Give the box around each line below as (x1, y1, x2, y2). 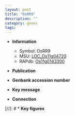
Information (12, 39, 37, 44)
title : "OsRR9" (5, 12, 36, 17)
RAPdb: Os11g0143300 (19, 58, 65, 64)
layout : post (5, 7, 31, 12)
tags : (5, 25, 16, 30)
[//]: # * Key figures (5, 106, 45, 112)
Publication (12, 68, 36, 74)
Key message (12, 87, 40, 93)
